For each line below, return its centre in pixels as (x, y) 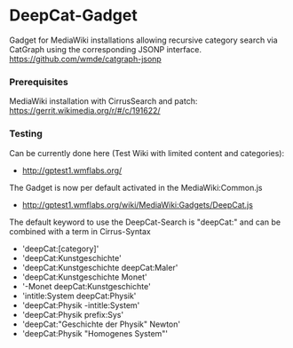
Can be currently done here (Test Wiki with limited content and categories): (147, 153)
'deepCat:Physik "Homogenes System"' (95, 333)
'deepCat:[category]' (60, 249)
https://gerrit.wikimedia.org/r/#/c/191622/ (85, 111)
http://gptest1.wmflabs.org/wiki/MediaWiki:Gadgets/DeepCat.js (137, 204)
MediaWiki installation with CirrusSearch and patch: (103, 101)
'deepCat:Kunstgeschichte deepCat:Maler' (100, 267)
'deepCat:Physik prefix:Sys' (73, 314)
